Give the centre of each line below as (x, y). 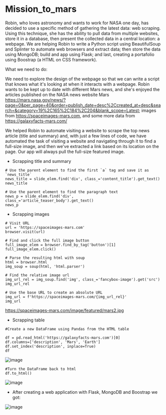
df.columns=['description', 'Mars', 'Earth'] (53, 342)
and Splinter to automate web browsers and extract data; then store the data (83, 49)
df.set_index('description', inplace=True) (51, 346)
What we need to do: (26, 69)
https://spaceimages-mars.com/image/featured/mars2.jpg (65, 310)
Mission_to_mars (41, 9)
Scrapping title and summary (42, 161)
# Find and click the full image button (47, 240)
